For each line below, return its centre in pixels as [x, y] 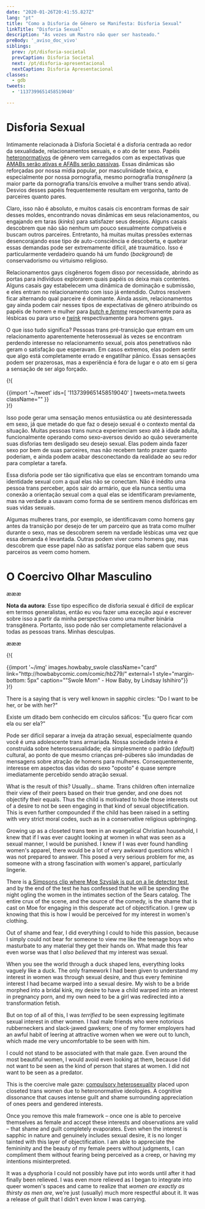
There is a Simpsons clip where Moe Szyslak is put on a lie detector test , [98, 881]
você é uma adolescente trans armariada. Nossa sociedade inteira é [92, 741]
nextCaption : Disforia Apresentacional [63, 69]
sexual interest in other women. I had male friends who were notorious [95, 1021]
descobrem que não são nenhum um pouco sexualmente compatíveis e [96, 228]
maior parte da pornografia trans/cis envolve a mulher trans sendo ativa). [99, 183]
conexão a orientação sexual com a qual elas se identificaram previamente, [101, 495]
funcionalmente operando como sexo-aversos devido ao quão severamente [102, 437]
